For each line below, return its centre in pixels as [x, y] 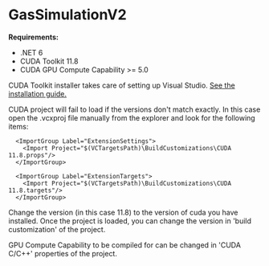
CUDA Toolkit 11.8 [49, 61]
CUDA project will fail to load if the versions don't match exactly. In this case [134, 109]
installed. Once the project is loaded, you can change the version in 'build [130, 221]
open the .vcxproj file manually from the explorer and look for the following [132, 117]
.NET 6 [31, 52]
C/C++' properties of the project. [63, 253]
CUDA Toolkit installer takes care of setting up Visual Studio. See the [122, 85]
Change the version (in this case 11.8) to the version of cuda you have [123, 212]
